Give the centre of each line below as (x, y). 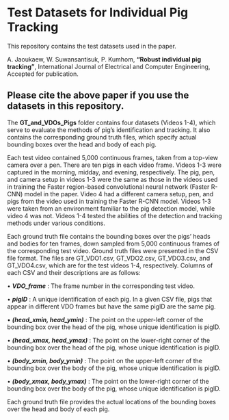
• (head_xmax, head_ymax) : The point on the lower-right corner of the (109, 340)
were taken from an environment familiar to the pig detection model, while (111, 208)
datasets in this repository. (66, 106)
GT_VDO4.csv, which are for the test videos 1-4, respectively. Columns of (110, 265)
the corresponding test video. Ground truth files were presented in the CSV (113, 250)
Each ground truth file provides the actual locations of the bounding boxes (112, 402)
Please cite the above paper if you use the (98, 95)
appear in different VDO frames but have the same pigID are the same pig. (112, 306)
